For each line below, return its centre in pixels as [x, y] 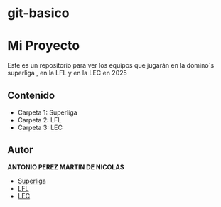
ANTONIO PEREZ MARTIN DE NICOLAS [66, 167]
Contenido [31, 95]
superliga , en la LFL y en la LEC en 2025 [68, 73]
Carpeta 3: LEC [40, 127]
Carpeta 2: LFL [39, 120]
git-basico [38, 13]
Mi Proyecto [44, 46]
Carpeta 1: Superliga [47, 112]
